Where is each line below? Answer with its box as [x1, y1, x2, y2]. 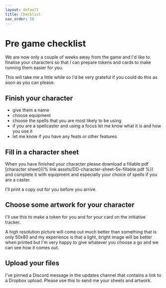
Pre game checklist [5, 38, 86, 49]
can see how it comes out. [5, 244, 60, 250]
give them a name [12, 107, 50, 113]
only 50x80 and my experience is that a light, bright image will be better [5, 234, 153, 240]
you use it [12, 128, 33, 134]
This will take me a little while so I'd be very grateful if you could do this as [5, 74, 158, 80]
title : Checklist [5, 12, 41, 17]
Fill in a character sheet [5, 148, 79, 156]
